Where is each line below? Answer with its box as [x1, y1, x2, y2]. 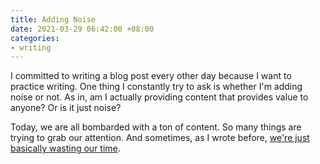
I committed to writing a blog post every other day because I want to [10, 70, 292, 82]
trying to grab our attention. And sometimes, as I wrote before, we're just [10, 132, 310, 144]
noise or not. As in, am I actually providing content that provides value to [10, 91, 309, 103]
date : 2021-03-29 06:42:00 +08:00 [10, 24, 155, 34]
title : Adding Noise [10, 14, 97, 25]
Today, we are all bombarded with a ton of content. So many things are [10, 121, 302, 133]
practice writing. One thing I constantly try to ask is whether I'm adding [10, 81, 303, 93]
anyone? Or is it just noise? [10, 102, 122, 114]
